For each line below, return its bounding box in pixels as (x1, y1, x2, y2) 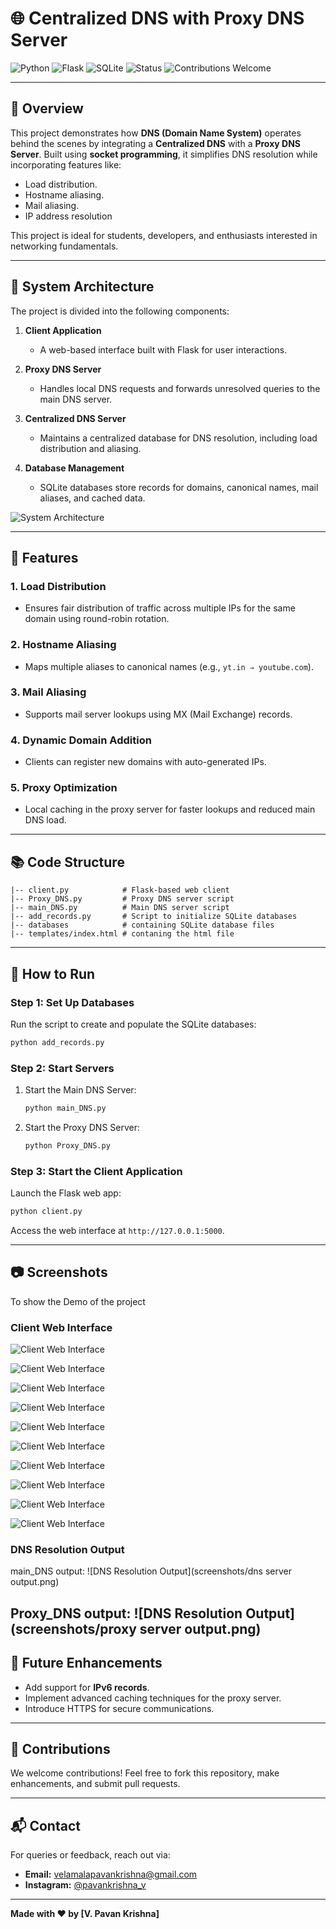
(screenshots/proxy (10, 1620, 137, 1637)
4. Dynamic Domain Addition (10, 733, 152, 747)
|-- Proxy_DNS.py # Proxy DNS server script (10, 894, 235, 904)
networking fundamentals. (10, 240, 119, 252)
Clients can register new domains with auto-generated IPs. (24, 756, 267, 768)
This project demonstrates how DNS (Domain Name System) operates (10, 127, 302, 139)
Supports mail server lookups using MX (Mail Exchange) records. (24, 708, 293, 720)
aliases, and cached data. (39, 492, 146, 504)
